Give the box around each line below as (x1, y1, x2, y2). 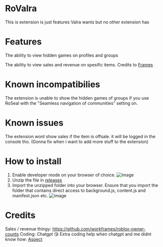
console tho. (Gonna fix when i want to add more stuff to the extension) (5, 139, 149, 144)
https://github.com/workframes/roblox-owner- (52, 226, 146, 232)
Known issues (5, 118, 63, 128)
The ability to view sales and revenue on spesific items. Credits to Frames (5, 62, 153, 67)
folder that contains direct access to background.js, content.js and (12, 187, 146, 193)
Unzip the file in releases (12, 177, 62, 183)
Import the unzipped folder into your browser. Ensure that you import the (12, 182, 159, 188)
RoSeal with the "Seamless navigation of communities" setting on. (5, 100, 138, 106)
